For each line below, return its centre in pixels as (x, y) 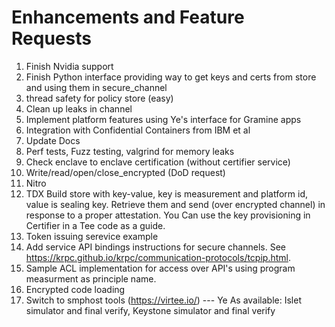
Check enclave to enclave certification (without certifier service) (158, 162)
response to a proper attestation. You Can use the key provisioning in (168, 215)
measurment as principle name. (91, 278)
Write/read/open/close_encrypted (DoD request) (125, 172)
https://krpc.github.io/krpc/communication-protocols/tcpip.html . (158, 257)
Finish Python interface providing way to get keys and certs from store (171, 77)
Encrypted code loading (75, 289)
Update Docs (53, 140)
